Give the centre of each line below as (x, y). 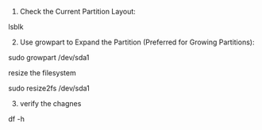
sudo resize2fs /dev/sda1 (49, 88)
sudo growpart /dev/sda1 (49, 57)
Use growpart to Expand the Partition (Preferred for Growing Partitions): (137, 42)
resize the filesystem (42, 73)
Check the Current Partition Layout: (78, 11)
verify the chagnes (50, 103)
